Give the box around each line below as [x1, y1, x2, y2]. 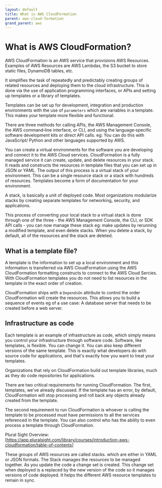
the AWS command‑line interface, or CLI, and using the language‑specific [5, 127, 152, 133]
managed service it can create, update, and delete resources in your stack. [5, 157, 155, 163]
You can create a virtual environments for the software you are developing [5, 147, 153, 153]
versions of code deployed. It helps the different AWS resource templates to [5, 472, 156, 478]
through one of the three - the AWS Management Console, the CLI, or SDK [5, 217, 153, 223]
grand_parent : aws [5, 20, 42, 26]
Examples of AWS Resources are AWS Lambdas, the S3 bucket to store [5, 63, 147, 68]
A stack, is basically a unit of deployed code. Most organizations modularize [5, 192, 157, 198]
